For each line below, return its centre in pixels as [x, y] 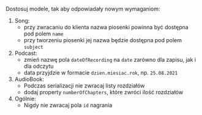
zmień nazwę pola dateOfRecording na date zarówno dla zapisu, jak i [110, 60]
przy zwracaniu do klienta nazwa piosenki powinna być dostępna [106, 27]
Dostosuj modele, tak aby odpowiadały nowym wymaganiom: [83, 9]
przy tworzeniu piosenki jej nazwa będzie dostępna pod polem [103, 40]
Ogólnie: [25, 98]
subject [33, 47]
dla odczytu [39, 66]
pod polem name [43, 34]
